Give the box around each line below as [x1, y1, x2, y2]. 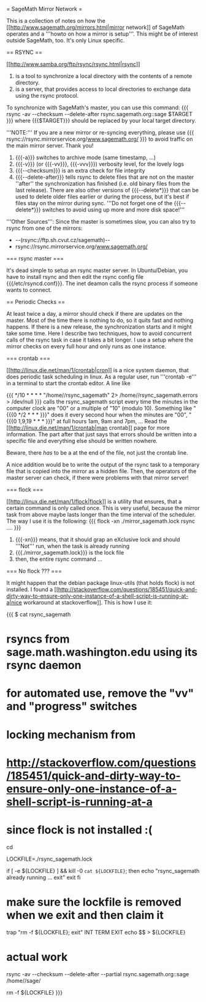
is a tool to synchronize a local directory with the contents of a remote [15, 72, 193, 79]
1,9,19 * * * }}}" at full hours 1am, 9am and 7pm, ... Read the [18, 418, 167, 425]
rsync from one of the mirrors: [6, 224, 83, 232]
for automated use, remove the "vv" [6, 686, 194, 700]
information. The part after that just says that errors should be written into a [6, 431, 197, 438]
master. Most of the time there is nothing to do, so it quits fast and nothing [6, 316, 194, 324]
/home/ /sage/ [6, 977, 41, 984]
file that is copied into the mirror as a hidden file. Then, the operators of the [6, 468, 197, 475]
